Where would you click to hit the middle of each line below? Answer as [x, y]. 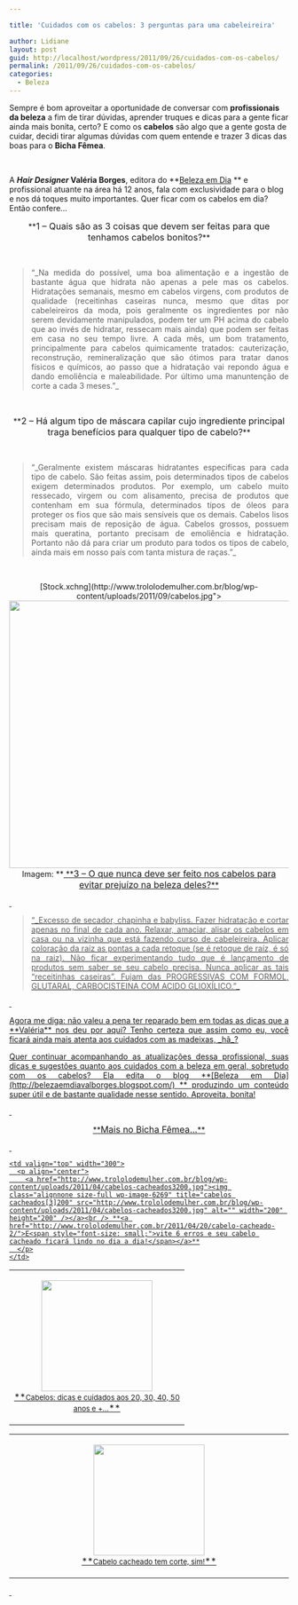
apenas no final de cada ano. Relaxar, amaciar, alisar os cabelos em [160, 929]
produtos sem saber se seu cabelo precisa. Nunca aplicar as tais [160, 967]
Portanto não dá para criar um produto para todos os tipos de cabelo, [160, 542]
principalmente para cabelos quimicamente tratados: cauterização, [160, 348]
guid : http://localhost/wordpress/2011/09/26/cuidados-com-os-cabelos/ [144, 58]
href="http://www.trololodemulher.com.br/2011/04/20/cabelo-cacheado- [142, 1226]
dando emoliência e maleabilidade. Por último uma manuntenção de [160, 376]
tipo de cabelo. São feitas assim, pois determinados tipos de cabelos [160, 477]
